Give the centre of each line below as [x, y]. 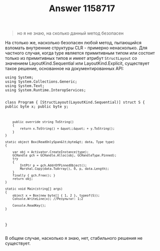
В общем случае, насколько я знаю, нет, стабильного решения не [74, 238]
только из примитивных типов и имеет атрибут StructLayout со [71, 58]
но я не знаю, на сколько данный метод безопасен [70, 33]
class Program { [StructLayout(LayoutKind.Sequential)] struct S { [75, 103]
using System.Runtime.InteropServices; [46, 90]
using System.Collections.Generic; [41, 82]
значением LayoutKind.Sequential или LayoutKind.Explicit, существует [77, 63]
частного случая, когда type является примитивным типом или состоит [80, 53]
